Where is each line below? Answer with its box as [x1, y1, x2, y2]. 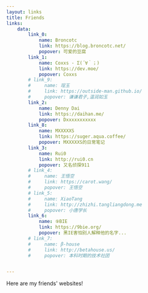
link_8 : [28, 122, 47, 129]
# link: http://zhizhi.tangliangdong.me [28, 202, 143, 208]
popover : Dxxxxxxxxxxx [38, 116, 96, 122]
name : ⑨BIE [38, 219, 68, 225]
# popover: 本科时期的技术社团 [28, 252, 110, 259]
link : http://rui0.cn [38, 156, 94, 162]
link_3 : [28, 144, 47, 151]
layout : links [6, 9, 42, 15]
